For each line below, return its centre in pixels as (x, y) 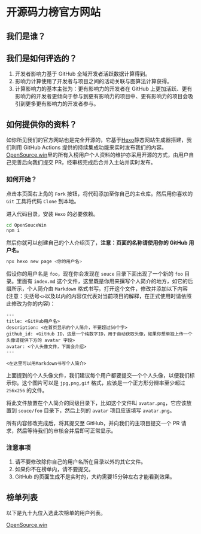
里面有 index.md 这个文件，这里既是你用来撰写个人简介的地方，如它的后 (105, 281)
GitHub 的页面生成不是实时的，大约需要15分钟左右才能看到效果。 (95, 477)
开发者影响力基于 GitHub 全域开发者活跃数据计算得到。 (83, 74)
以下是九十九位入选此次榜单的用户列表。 (56, 513)
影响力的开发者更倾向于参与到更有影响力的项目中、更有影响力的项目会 (101, 96)
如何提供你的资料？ (42, 124)
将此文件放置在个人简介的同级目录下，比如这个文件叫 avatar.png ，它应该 (96, 403)
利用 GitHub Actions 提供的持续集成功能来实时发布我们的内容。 (89, 148)
